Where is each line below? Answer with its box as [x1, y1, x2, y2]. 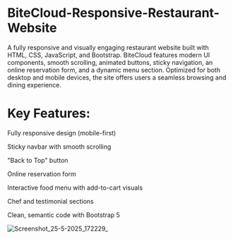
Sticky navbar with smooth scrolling [7, 142, 112, 151]
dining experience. [7, 80, 62, 89]
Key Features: [7, 106, 90, 121]
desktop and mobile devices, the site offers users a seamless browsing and [7, 73, 227, 82]
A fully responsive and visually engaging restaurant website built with [7, 43, 210, 51]
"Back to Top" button [7, 156, 68, 164]
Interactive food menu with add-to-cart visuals [7, 183, 143, 192]
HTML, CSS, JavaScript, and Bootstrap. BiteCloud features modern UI [7, 51, 210, 59]
